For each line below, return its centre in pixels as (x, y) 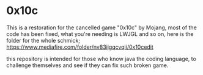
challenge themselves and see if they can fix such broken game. (87, 65)
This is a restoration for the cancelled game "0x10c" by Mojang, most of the (102, 27)
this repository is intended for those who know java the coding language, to (102, 59)
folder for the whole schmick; (43, 40)
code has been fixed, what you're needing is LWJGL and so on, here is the (100, 34)
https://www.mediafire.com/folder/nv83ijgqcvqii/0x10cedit (80, 47)
